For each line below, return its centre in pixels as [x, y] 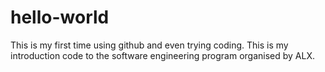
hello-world [60, 17]
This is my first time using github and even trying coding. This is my [149, 45]
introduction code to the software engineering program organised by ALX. [163, 55]
